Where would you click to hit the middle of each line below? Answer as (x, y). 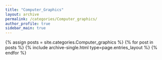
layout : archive (22, 14)
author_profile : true (28, 24)
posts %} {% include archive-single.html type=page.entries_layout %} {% (82, 48)
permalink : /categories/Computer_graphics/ (51, 19)
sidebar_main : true (26, 28)
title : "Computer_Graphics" (35, 10)
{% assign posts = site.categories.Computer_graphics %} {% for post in (79, 42)
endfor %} (16, 53)
